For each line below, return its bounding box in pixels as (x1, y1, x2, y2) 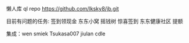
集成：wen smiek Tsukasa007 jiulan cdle (6, 30, 106, 37)
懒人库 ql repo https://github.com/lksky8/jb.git (6, 5, 119, 12)
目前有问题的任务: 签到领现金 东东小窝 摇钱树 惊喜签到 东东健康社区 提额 (6, 18, 183, 25)
